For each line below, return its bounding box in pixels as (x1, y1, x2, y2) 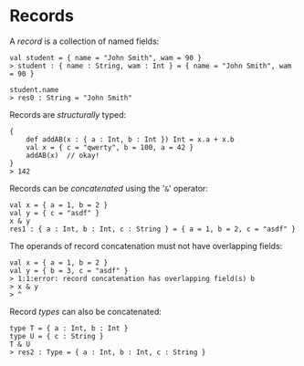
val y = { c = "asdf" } (9, 208, 100, 217)
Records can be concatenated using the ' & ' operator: (9, 183, 208, 193)
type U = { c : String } (9, 331, 104, 340)
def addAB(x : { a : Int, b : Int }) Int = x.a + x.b (26, 134, 235, 144)
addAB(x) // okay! (26, 151, 100, 160)
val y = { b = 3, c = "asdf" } (9, 266, 129, 275)
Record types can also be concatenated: (9, 306, 162, 317)
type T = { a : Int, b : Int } (9, 323, 129, 333)
